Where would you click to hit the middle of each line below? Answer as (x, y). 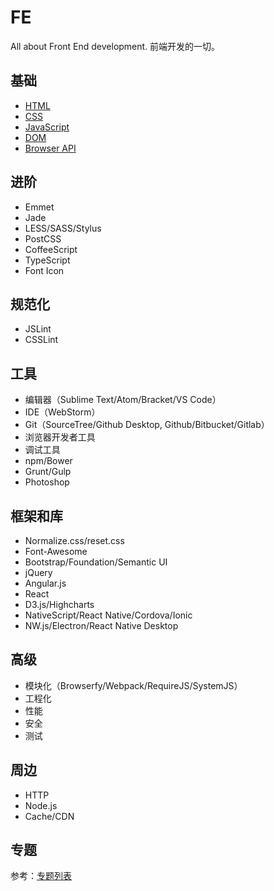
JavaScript (47, 127)
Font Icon (44, 270)
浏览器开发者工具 (60, 437)
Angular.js (45, 583)
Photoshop (47, 482)
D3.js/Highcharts (59, 604)
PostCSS (43, 238)
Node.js (41, 805)
